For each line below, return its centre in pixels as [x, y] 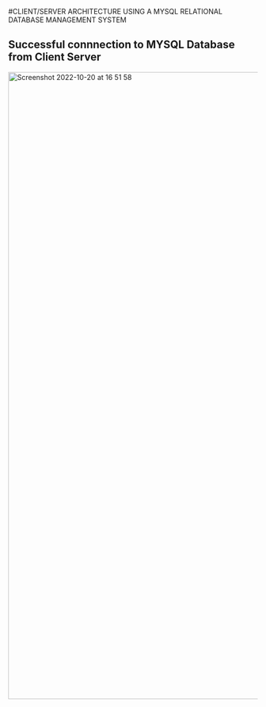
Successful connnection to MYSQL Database [122, 45]
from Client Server [55, 57]
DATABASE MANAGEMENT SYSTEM [67, 20]
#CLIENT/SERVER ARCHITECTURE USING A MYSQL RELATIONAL [116, 11]
